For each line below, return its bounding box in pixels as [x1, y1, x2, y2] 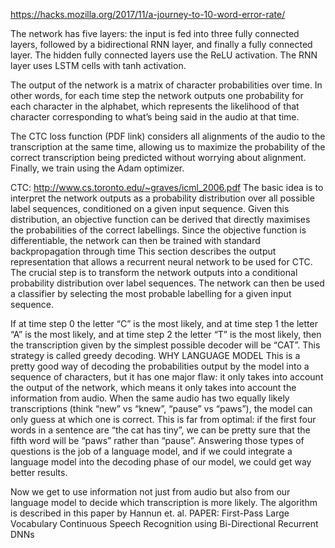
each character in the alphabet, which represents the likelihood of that [10, 100, 300, 112]
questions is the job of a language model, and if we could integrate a [10, 445, 293, 457]
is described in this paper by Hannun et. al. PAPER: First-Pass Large [10, 507, 290, 519]
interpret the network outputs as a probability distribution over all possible [10, 192, 315, 204]
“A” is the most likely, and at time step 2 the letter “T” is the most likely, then [10, 329, 322, 340]
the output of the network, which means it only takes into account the [10, 382, 297, 393]
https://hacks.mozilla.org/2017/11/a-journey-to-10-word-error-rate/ [10, 9, 286, 20]
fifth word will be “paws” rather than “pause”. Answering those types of [10, 435, 305, 446]
